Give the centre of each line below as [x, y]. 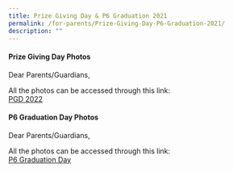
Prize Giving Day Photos [50, 57]
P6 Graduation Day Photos [54, 117]
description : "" [35, 31]
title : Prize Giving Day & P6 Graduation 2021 [88, 16]
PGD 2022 [25, 99]
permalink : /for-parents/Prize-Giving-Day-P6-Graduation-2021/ [117, 23]
